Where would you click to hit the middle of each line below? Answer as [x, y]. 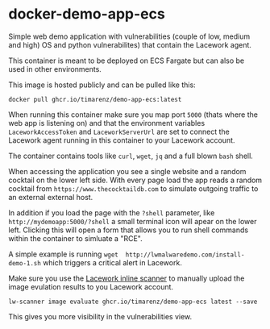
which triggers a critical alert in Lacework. [113, 262]
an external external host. [51, 197]
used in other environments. [55, 69]
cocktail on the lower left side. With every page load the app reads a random [135, 180]
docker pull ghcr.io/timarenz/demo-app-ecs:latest [95, 99]
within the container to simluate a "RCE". [75, 238]
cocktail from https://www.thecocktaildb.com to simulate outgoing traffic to [133, 188]
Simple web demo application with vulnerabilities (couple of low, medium [129, 36]
